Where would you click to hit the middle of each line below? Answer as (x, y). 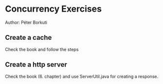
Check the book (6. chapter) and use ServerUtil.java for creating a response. (82, 76)
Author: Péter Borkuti (26, 22)
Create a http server (36, 65)
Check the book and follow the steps (42, 49)
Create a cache (28, 38)
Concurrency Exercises (54, 9)
